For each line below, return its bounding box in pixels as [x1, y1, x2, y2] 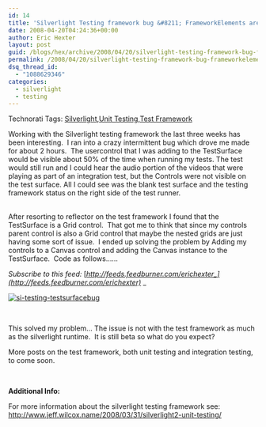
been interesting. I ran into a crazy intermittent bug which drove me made [8, 138, 250, 147]
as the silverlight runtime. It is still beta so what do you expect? [8, 332, 215, 342]
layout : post [8, 41, 51, 49]
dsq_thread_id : [8, 63, 59, 71]
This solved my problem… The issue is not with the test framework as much [8, 323, 256, 333]
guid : [8, 48, 26, 56]
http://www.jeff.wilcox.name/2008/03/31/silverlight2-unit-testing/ [8, 410, 222, 420]
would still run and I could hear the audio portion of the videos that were [8, 163, 244, 172]
